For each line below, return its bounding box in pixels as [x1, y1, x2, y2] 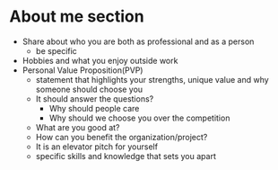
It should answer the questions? [35, 93, 154, 104]
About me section [9, 6, 145, 27]
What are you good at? [35, 121, 120, 132]
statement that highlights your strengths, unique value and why [35, 74, 269, 85]
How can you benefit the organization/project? [35, 131, 208, 142]
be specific [35, 45, 78, 56]
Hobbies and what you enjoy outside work [22, 55, 178, 66]
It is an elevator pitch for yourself [35, 141, 159, 152]
